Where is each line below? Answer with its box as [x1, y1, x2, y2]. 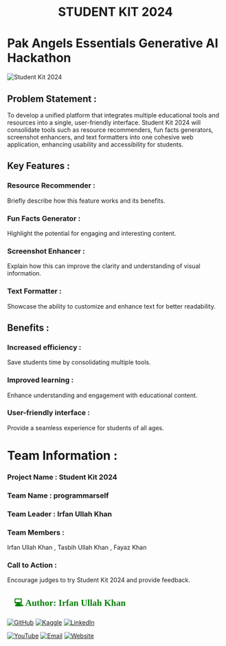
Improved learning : [7, 375, 74, 385]
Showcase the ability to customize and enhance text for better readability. [7, 302, 216, 310]
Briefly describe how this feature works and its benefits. [7, 197, 166, 205]
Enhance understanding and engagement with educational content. [7, 391, 198, 399]
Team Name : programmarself [7, 491, 109, 500]
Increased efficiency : [7, 342, 82, 352]
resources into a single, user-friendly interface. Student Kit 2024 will [7, 118, 201, 126]
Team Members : [7, 527, 65, 537]
